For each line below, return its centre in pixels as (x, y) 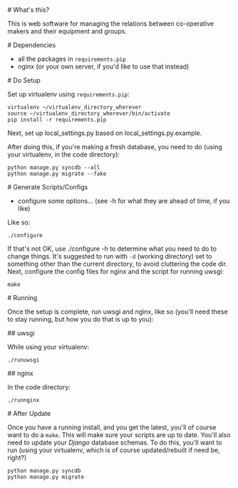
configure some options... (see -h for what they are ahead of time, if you (124, 201)
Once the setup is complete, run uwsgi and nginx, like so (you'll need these (118, 312)
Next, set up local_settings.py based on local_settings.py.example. (105, 133)
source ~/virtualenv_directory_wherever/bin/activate (89, 114)
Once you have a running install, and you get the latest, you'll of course (112, 427)
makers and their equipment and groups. (67, 31)
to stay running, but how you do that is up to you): (81, 319)
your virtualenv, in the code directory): (63, 154)
